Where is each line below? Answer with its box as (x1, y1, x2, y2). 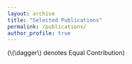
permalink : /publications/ (7, 23, 87, 30)
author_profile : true (7, 29, 71, 37)
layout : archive (7, 10, 55, 17)
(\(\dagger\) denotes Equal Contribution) (7, 49, 126, 57)
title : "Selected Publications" (7, 17, 102, 24)
